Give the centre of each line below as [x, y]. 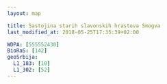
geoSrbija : [23, 57]
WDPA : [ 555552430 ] [33, 44]
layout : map [24, 13]
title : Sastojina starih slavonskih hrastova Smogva [84, 26]
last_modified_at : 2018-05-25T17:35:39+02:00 [73, 32]
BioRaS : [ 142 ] [27, 51]
